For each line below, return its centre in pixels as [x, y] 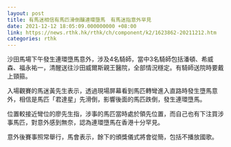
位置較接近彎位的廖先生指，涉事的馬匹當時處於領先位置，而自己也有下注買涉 [115, 114]
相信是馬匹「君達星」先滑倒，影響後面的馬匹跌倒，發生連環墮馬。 [112, 99]
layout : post [26, 13]
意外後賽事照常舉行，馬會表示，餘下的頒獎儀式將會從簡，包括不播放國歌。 [112, 137]
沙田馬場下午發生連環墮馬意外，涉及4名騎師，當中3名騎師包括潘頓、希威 [110, 59]
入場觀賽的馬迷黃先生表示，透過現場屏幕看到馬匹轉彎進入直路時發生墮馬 [109, 91]
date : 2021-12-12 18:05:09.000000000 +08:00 [72, 26]
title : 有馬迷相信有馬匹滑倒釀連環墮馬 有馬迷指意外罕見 [79, 20]
